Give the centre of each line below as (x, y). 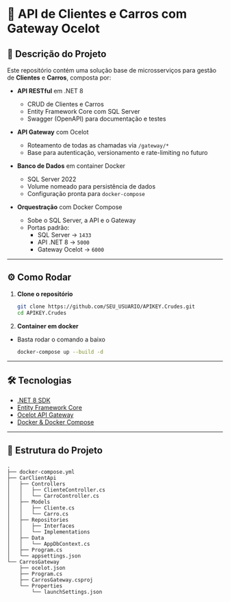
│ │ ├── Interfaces (41, 526)
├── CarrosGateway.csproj (56, 580)
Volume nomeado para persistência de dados (91, 186)
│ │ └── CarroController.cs (53, 496)
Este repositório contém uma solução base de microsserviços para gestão (112, 70)
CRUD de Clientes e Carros (65, 104)
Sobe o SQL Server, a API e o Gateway (81, 220)
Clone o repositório (45, 293)
